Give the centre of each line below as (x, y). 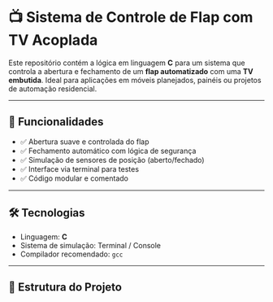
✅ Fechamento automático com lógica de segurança (108, 151)
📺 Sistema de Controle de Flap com (131, 18)
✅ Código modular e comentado (74, 178)
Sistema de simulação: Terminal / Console (90, 245)
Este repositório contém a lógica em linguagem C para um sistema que (127, 63)
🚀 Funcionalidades (56, 122)
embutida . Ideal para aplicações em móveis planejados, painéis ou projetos (135, 80)
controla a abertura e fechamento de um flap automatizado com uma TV (131, 71)
